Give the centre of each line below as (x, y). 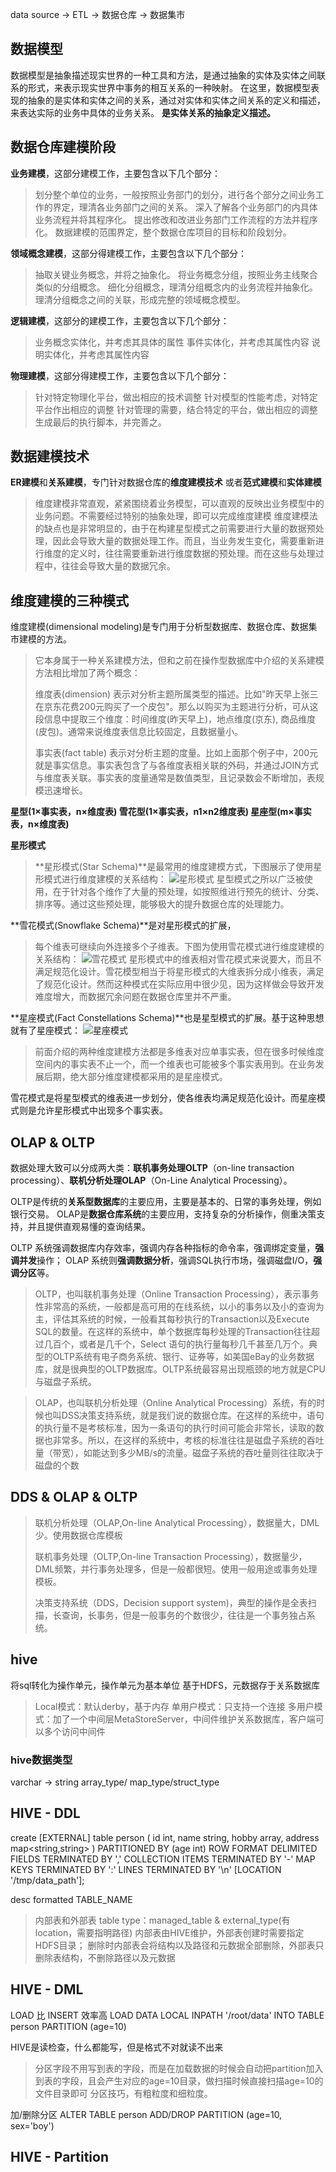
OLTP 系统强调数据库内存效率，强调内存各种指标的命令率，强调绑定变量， (163, 1248)
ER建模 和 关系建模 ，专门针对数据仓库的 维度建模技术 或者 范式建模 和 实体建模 (166, 482)
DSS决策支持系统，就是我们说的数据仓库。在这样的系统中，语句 (193, 1415)
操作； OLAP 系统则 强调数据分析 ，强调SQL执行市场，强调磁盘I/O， (175, 1260)
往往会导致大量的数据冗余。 (118, 566)
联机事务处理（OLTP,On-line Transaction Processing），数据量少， (171, 1556)
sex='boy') (32, 2125)
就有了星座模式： (45, 1030)
